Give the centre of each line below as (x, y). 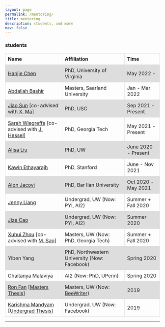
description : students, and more (39, 23)
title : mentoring (23, 19)
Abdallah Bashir (26, 91)
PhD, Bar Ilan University (92, 185)
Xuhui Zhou (21, 234)
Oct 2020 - (140, 182)
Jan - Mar (139, 88)
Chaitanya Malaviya (30, 276)
